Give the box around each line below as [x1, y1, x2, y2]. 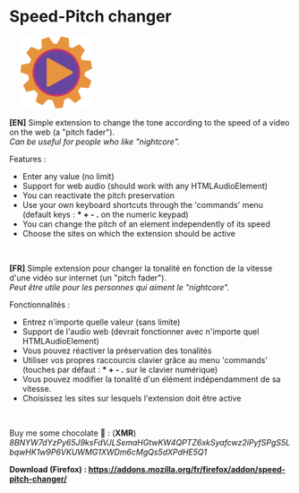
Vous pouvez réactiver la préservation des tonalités [21, 345, 212, 356]
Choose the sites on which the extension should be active [21, 228, 235, 238]
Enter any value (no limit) [21, 170, 115, 181]
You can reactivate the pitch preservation [21, 190, 175, 201]
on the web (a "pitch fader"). [9, 126, 115, 137]
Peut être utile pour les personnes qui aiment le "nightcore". [9, 281, 230, 292]
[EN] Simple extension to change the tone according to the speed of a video [9, 117, 290, 127]
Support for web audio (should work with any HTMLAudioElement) [21, 180, 269, 191]
